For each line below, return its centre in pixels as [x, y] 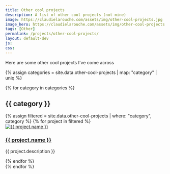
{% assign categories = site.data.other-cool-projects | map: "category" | [81, 72]
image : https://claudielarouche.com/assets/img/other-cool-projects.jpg [84, 19]
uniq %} [14, 78]
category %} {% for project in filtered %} [48, 121]
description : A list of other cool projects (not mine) [66, 15]
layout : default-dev [27, 39]
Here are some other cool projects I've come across [60, 62]
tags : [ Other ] [20, 29]
